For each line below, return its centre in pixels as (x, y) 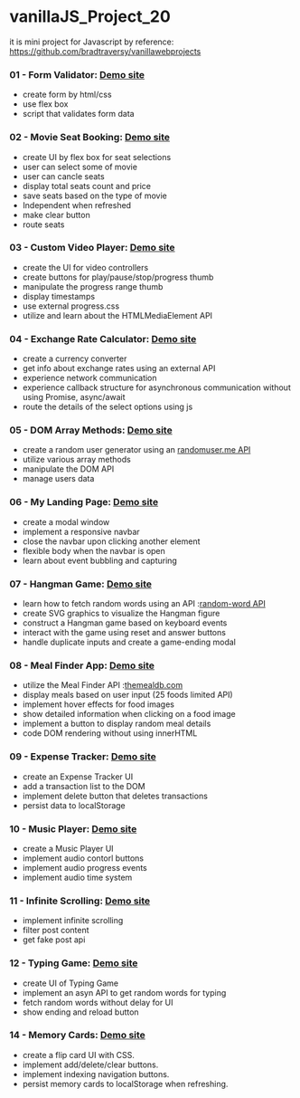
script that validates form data (78, 114)
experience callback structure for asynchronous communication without (156, 387)
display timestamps (59, 296)
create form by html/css (67, 95)
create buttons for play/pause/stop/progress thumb (118, 277)
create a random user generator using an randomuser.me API (136, 450)
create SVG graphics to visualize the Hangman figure (121, 614)
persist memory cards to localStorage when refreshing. (125, 1084)
